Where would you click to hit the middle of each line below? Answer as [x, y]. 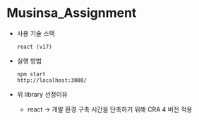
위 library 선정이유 [42, 94]
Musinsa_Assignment [72, 13]
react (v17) [34, 47]
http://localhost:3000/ [52, 80]
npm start [31, 74]
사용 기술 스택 [36, 33]
